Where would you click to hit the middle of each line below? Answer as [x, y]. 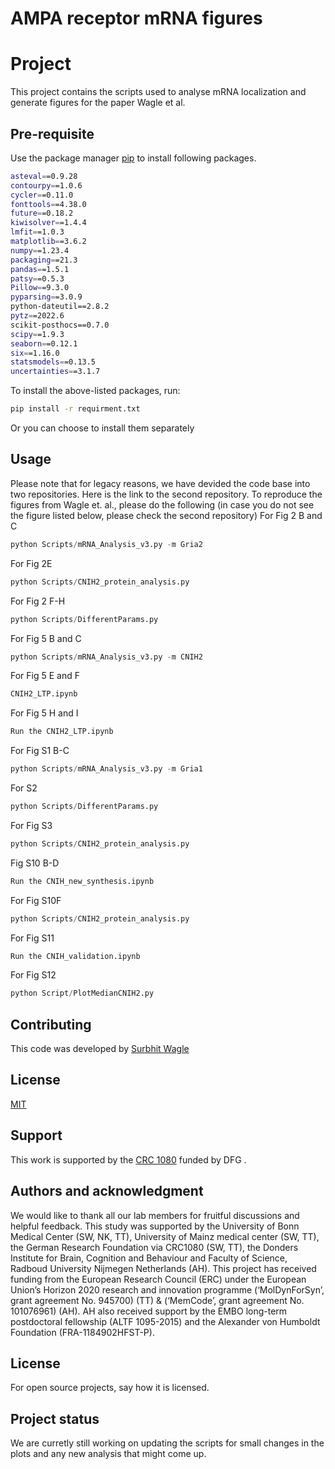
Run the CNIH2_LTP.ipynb [62, 732]
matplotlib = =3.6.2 [48, 242]
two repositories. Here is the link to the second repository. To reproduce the [166, 494]
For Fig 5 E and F [45, 676]
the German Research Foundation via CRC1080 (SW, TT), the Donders [154, 1247]
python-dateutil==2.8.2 [60, 307]
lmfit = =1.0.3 [37, 232]
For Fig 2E [31, 563]
